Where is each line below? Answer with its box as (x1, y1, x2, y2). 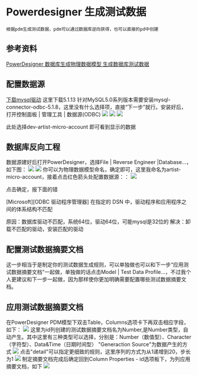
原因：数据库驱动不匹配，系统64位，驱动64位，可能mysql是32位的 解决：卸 (6, 218, 191, 225)
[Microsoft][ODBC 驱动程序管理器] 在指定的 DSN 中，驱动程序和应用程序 (6, 198, 182, 206)
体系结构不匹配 (16, 206, 53, 213)
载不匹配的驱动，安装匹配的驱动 (6, 226, 84, 233)
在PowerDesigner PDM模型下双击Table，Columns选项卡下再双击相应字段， (6, 319, 189, 326)
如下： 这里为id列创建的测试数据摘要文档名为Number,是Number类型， (6, 326, 183, 333)
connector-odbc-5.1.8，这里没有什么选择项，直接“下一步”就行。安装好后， (6, 103, 187, 111)
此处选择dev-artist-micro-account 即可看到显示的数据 (6, 123, 136, 130)
